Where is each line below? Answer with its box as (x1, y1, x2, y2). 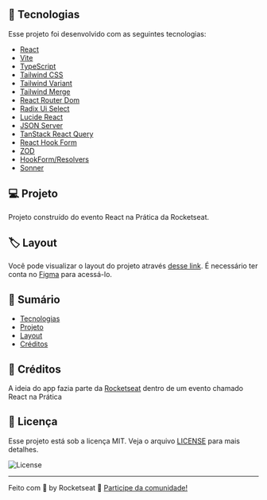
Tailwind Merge (19, 87, 71, 96)
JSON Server (19, 120, 64, 130)
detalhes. (8, 444, 39, 454)
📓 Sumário (8, 292, 61, 307)
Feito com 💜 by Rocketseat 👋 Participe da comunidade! (8, 482, 188, 492)
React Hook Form (19, 137, 77, 147)
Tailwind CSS (19, 69, 64, 80)
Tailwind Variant (19, 78, 73, 88)
